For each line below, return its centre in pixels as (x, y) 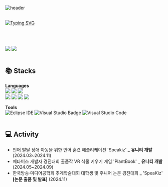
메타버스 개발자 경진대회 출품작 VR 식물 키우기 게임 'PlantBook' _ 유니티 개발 (88, 161)
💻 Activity (22, 134)
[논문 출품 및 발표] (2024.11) (40, 179)
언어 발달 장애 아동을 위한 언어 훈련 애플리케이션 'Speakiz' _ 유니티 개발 (82, 150)
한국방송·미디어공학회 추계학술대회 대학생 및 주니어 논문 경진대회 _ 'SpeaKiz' (88, 173)
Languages (17, 85)
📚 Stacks (21, 71)
